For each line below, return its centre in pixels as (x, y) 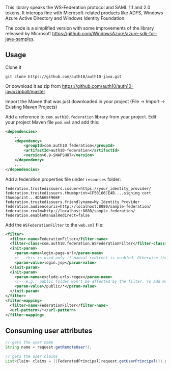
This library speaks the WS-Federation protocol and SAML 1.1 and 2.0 (78, 7)
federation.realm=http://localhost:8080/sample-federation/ (70, 211)
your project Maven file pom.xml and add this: (52, 122)
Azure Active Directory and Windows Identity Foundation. (65, 18)
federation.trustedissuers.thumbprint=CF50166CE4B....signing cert (78, 193)
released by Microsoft (28, 33)
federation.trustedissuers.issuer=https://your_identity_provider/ (78, 188)
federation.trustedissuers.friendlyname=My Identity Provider (73, 202)
